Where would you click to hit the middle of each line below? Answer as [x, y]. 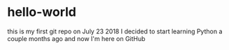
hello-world [42, 12]
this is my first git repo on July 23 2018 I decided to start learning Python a [115, 31]
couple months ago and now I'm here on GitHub [76, 38]
